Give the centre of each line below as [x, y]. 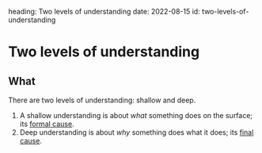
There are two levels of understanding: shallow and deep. [102, 100]
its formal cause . [47, 124]
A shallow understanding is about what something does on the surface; [136, 115]
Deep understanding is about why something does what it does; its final [137, 132]
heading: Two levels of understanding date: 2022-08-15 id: [104, 11]
